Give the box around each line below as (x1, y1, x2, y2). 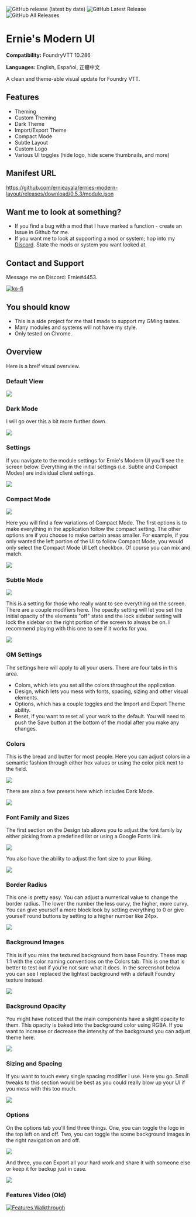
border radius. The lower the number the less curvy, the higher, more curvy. (6, 900, 189, 907)
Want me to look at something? (6, 207, 122, 217)
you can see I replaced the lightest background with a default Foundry (6, 970, 176, 977)
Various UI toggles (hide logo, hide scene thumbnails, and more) (14, 151, 170, 158)
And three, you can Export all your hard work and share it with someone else (6, 1159, 191, 1166)
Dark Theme (14, 120, 45, 127)
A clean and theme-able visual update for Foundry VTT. (6, 75, 140, 82)
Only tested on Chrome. (14, 330, 73, 337)
